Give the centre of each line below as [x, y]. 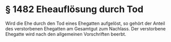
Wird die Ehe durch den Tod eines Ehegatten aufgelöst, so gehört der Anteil [85, 23]
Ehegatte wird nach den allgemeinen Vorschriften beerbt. [66, 34]
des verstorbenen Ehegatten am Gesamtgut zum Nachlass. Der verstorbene [85, 28]
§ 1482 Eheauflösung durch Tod [74, 9]
